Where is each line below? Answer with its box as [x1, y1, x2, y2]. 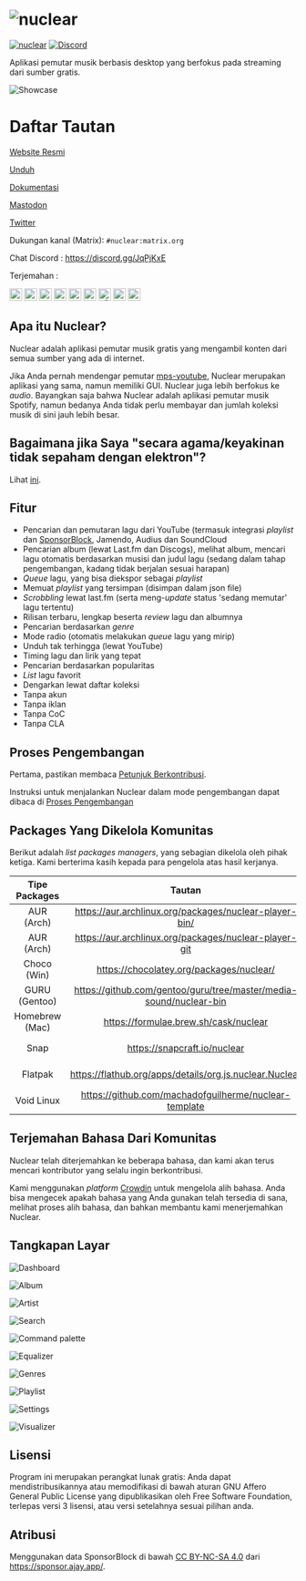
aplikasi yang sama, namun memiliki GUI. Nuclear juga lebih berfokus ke [9, 379, 280, 391]
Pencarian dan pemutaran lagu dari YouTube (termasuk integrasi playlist [22, 524, 294, 535]
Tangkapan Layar [9, 1238, 110, 1254]
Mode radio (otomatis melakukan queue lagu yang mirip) [22, 631, 235, 642]
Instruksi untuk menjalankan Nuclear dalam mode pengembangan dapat [9, 787, 280, 798]
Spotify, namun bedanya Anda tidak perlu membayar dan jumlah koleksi [9, 399, 279, 410]
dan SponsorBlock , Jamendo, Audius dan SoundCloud [22, 534, 228, 545]
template [167, 1100, 205, 1112]
